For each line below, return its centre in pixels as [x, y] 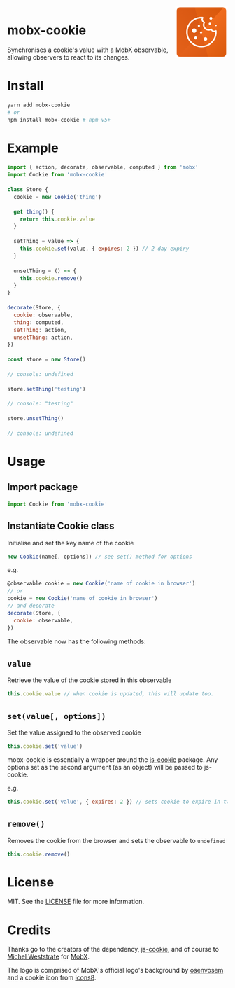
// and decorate [31, 606]
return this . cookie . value [58, 219]
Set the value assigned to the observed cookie [74, 732]
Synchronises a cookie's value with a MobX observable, [88, 50]
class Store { [28, 190]
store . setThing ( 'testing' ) [47, 389]
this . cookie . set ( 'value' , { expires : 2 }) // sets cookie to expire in [114, 802]
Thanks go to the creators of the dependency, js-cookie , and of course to [113, 949]
